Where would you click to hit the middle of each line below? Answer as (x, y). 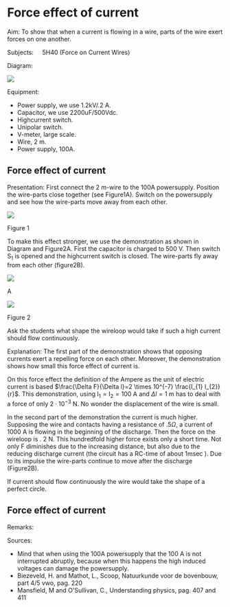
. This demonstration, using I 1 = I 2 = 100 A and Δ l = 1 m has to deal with (119, 395)
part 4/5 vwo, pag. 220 (50, 583)
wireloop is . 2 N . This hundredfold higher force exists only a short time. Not (114, 439)
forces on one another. (39, 38)
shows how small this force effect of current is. (73, 366)
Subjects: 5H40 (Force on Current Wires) (69, 52)
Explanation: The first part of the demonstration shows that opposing (105, 351)
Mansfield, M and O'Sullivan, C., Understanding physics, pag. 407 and (116, 590)
